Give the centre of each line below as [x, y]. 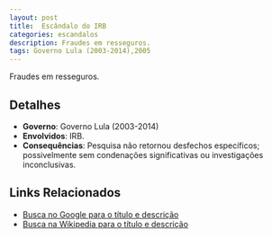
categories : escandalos [54, 34]
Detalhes [35, 105]
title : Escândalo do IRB [58, 26]
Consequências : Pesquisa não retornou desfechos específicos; [141, 145]
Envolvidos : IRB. [53, 136]
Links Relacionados [65, 193]
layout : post [34, 18]
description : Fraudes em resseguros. [80, 43]
